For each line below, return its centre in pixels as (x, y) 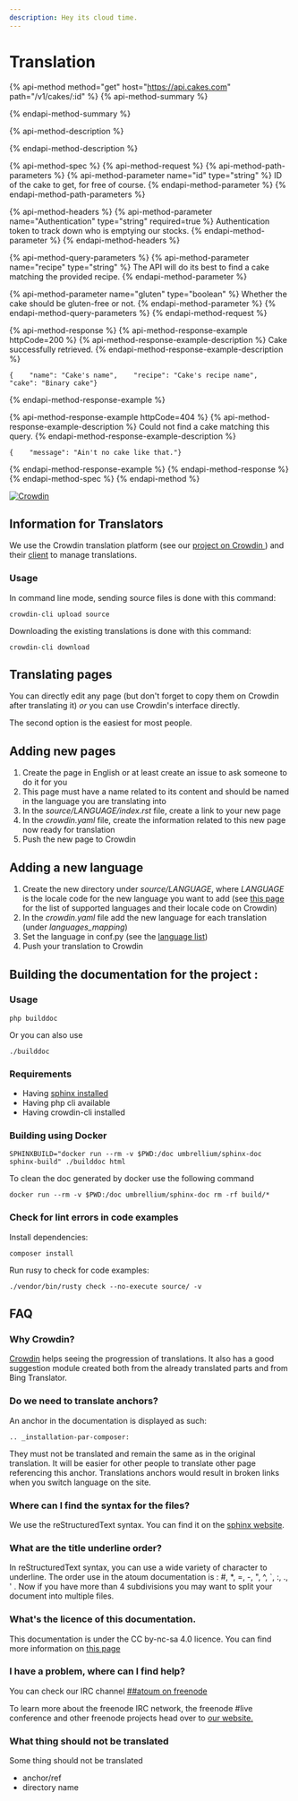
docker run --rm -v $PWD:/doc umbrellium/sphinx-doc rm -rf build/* (140, 1195)
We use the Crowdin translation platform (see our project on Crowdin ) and (147, 545)
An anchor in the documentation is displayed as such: (108, 1420)
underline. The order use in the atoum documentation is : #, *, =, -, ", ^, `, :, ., (149, 1577)
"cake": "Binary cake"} (54, 383)
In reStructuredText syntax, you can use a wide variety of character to (138, 1567)
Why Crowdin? (42, 1339)
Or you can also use (46, 1034)
